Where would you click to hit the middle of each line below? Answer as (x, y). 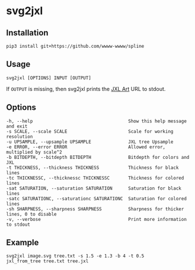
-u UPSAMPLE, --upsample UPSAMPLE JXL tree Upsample (90, 142)
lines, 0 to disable (32, 214)
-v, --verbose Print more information (96, 219)
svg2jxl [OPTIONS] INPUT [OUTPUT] (49, 78)
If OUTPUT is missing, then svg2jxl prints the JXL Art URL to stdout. (86, 89)
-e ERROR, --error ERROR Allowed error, (86, 147)
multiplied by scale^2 (34, 152)
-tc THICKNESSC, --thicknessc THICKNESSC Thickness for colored (95, 178)
